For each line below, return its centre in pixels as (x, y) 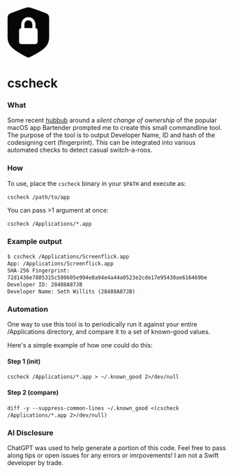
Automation (28, 309)
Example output (35, 241)
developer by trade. (36, 462)
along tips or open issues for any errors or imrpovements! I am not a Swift (113, 455)
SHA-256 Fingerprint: (39, 271)
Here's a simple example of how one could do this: (80, 345)
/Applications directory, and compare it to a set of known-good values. (109, 332)
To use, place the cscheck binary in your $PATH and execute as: (97, 183)
